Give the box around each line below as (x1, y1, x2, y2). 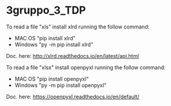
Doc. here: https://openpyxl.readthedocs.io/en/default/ (6, 93, 140, 100)
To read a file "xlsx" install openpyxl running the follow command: (6, 63, 166, 71)
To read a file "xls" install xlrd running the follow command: (6, 23, 150, 30)
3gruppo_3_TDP (6, 4, 87, 17)
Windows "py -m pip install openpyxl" (14, 81, 107, 89)
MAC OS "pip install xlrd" (14, 34, 75, 41)
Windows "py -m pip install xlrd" (14, 41, 93, 48)
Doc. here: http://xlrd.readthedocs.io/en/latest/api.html (6, 52, 139, 59)
